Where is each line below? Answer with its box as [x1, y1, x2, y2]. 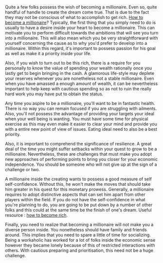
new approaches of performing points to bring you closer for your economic [5, 157, 158, 162]
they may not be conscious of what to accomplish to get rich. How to [5, 15, 144, 20]
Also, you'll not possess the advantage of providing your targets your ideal [5, 111, 155, 116]
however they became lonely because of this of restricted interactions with [5, 243, 155, 248]
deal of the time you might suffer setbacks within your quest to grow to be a [5, 146, 157, 152]
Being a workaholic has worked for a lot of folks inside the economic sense [5, 237, 156, 243]
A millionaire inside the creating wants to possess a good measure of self [5, 176, 152, 182]
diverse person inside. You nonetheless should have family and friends [5, 227, 147, 232]
